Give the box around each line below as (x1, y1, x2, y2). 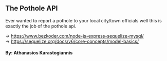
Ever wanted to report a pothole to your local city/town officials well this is (5, 17, 162, 23)
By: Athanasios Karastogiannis (5, 50, 73, 56)
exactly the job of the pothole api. (5, 23, 77, 29)
